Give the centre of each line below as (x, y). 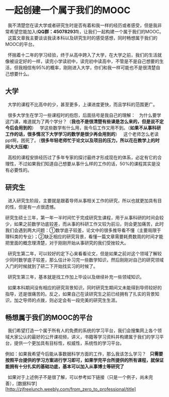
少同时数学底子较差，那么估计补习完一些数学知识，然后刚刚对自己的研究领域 (84, 260)
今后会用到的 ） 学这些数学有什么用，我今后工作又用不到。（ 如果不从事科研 (83, 128)
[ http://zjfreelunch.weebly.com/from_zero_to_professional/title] (71, 389)
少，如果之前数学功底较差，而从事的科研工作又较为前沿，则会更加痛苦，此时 (84, 224)
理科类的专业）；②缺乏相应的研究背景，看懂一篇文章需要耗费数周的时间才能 (84, 236)
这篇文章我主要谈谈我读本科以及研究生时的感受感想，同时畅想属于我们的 (82, 38)
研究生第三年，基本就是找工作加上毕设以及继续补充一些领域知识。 (76, 277)
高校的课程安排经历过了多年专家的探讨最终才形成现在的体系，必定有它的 (82, 157)
